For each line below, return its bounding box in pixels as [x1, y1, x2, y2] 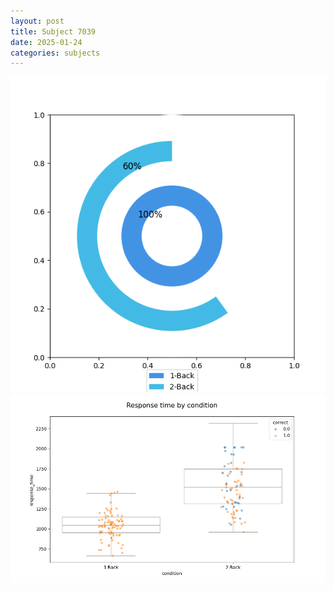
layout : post [10, 16, 65, 26]
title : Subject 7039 [10, 26, 97, 37]
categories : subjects [10, 48, 101, 58]
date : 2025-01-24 [10, 37, 83, 47]
